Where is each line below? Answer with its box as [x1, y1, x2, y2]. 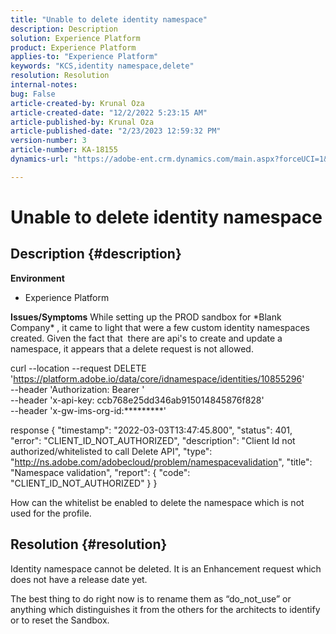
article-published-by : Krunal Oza [10, 117, 155, 127]
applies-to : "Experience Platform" [10, 52, 159, 62]
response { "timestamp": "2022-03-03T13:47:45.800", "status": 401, [10, 424, 293, 436]
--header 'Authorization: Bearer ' [10, 383, 145, 395]
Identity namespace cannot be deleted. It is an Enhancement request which [10, 562, 322, 575]
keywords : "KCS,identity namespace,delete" [10, 61, 195, 71]
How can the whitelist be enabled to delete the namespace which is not [10, 496, 305, 508]
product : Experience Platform [10, 42, 137, 53]
